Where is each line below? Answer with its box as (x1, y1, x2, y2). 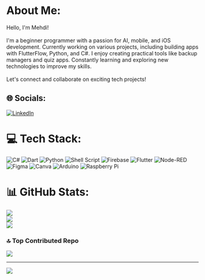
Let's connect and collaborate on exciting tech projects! (6, 75, 146, 83)
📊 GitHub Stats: (6, 185, 90, 198)
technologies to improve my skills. (6, 62, 92, 70)
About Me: (6, 4, 61, 18)
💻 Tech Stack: (6, 131, 82, 145)
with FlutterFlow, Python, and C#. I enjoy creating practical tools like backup (6, 49, 198, 57)
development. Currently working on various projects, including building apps (6, 43, 199, 51)
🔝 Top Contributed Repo (6, 236, 79, 245)
